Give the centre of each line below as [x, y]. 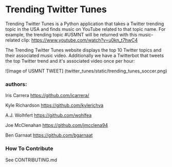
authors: [16, 84]
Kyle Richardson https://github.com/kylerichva [54, 105]
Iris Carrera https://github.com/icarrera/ [47, 96]
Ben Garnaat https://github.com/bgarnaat [49, 135]
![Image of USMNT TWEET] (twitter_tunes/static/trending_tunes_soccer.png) [86, 71]
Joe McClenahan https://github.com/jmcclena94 [57, 125]
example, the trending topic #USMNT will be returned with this [71, 34]
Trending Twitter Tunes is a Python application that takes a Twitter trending [85, 24]
